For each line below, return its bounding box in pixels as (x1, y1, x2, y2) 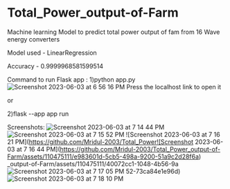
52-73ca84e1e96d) (125, 167, 181, 175)
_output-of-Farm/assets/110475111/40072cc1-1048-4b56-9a (7, 159, 179, 168)
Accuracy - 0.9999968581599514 (7, 62, 104, 70)
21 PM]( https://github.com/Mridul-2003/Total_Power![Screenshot (7, 137, 194, 146)
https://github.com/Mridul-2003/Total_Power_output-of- (60, 145, 220, 153)
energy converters (7, 35, 60, 43)
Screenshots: (7, 123, 45, 131)
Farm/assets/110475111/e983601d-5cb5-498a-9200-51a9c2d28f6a (7, 152, 200, 161)
